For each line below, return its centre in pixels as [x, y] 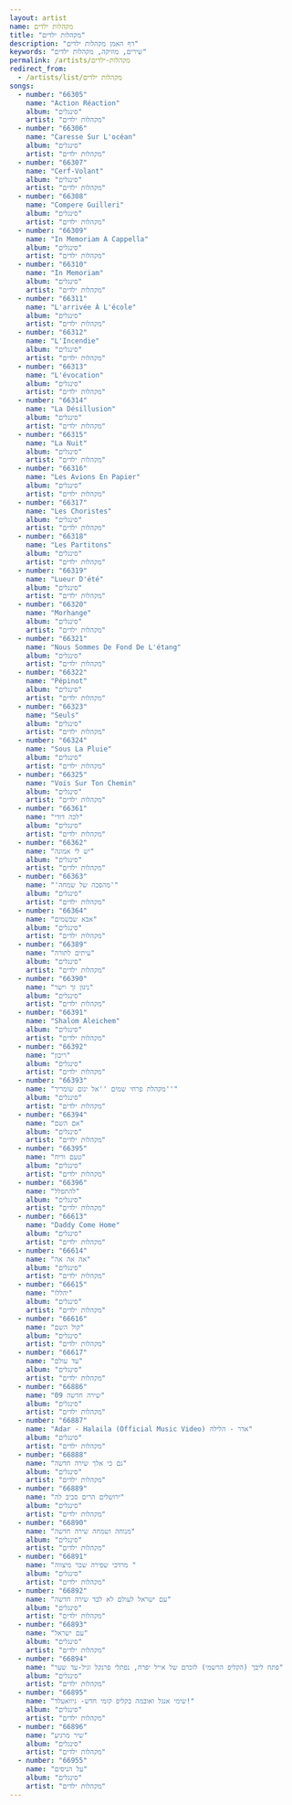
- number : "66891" [53, 1557]
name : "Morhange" [59, 614]
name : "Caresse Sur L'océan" [81, 137]
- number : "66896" [53, 1726]
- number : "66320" [53, 604]
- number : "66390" [53, 978]
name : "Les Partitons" [69, 545]
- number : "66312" [53, 333]
